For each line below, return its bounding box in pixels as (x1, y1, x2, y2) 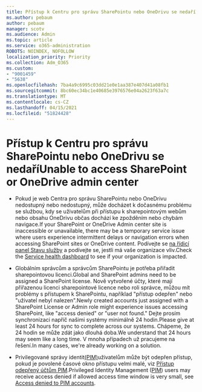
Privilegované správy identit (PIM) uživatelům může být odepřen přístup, (15, 354, 193, 361)
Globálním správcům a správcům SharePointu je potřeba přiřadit (15, 265, 175, 272)
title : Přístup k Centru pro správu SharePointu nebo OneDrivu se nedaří (6, 8, 197, 15)
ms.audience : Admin (6, 32, 56, 38)
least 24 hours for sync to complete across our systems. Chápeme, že (15, 322, 191, 330)
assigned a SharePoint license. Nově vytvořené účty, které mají (15, 277, 173, 285)
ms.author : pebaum (6, 15, 53, 21)
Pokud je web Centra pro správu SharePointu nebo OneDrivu (15, 195, 167, 202)
